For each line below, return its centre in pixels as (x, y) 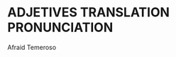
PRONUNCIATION (60, 27)
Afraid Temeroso (32, 47)
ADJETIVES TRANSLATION (89, 12)
